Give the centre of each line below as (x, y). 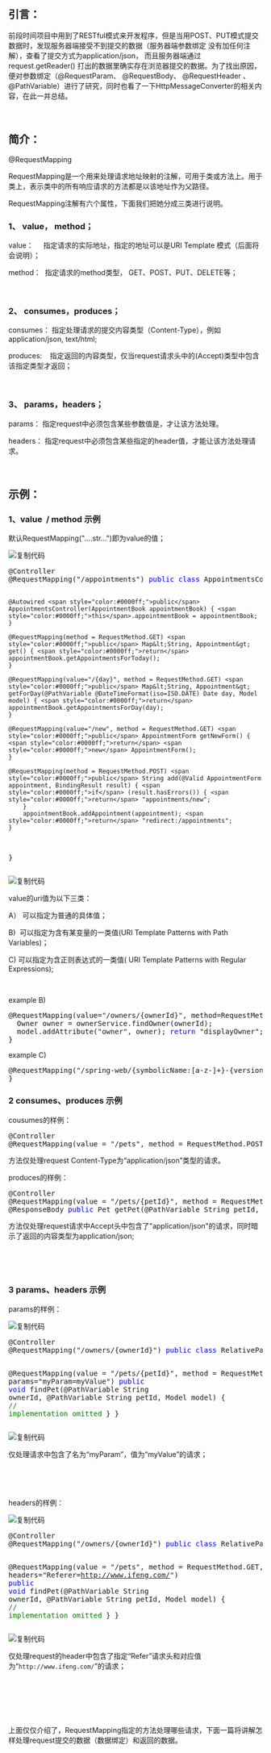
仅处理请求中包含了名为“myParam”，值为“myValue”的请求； (108, 1454)
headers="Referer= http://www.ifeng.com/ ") (94, 1575)
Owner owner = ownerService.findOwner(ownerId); (115, 1024)
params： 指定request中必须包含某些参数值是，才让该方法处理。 (116, 424)
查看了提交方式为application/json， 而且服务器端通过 (113, 56)
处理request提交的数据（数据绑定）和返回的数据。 (99, 1740)
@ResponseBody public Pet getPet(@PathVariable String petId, (134, 1209)
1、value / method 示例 (54, 519)
